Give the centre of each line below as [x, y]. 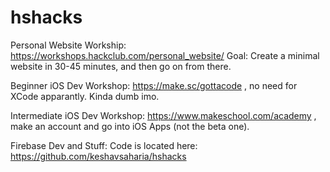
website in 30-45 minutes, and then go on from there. [121, 66]
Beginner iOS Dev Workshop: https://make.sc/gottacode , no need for [154, 85]
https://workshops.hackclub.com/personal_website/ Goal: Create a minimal [165, 55]
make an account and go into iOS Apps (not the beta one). [130, 126]
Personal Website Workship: [68, 45]
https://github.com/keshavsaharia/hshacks [98, 156]
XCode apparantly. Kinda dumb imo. [85, 96]
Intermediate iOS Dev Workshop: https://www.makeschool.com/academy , [163, 115]
